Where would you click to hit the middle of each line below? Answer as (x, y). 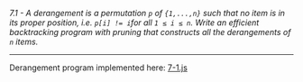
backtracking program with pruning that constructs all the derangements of (150, 32)
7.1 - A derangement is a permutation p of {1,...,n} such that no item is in (147, 13)
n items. (24, 41)
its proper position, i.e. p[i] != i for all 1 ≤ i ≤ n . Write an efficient (134, 23)
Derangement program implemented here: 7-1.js (98, 68)
